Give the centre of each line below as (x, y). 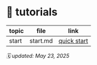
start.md (41, 41)
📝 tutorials (32, 12)
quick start (73, 41)
